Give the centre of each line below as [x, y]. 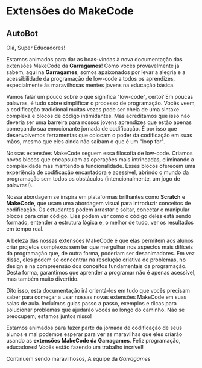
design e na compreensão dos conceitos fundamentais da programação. [96, 266]
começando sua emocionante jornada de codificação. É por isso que [92, 129]
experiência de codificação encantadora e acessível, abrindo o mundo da [98, 172]
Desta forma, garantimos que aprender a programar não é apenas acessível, [101, 273]
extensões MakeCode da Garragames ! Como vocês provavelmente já [93, 66]
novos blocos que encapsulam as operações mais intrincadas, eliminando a [100, 160]
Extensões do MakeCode [70, 11]
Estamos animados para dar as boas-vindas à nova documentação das [94, 59]
